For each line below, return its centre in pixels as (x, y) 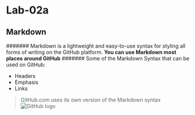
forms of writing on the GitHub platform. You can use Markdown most (91, 52)
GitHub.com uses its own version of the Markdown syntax (90, 100)
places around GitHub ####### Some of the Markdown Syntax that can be (98, 58)
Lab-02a (27, 10)
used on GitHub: (26, 65)
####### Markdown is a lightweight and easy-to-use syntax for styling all (96, 46)
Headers (25, 76)
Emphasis (26, 82)
